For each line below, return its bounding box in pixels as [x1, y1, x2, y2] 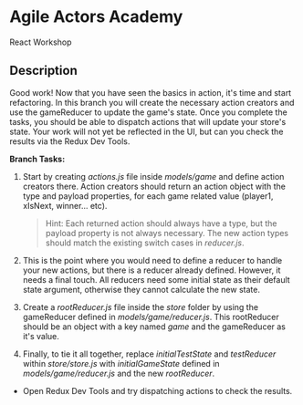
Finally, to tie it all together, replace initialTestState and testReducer [22, 348, 277, 359]
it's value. [22, 330, 59, 341]
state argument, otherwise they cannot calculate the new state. [22, 284, 260, 295]
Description [9, 63, 78, 78]
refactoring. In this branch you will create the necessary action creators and [9, 97, 295, 108]
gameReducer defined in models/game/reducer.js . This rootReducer [22, 311, 280, 322]
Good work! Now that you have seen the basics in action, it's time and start [9, 87, 292, 98]
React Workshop [9, 36, 72, 47]
